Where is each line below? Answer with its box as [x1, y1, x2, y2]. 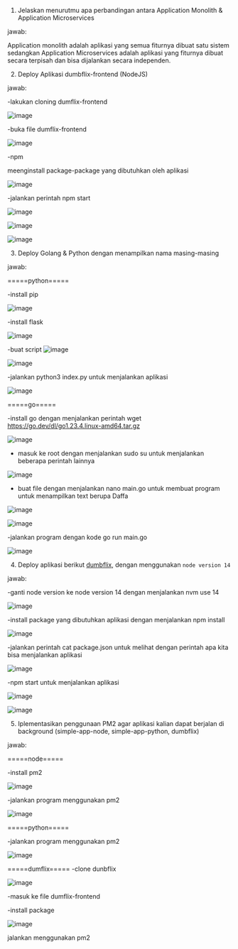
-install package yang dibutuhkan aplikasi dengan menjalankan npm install [7, 616, 225, 624]
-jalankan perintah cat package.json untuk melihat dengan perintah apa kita [7, 643, 229, 651]
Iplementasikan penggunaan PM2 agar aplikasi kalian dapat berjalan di [17, 720, 225, 727]
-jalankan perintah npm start [7, 194, 91, 202]
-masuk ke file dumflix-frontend [7, 892, 101, 901]
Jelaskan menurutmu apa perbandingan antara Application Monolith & [17, 6, 223, 14]
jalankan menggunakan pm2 [7, 933, 90, 942]
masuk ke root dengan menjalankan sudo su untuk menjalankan [17, 449, 205, 457]
